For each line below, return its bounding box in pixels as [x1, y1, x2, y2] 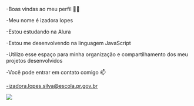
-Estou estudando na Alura [6, 28, 71, 35]
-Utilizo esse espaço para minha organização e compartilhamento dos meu [6, 51, 188, 58]
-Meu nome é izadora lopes [6, 17, 73, 23]
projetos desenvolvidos [6, 57, 63, 64]
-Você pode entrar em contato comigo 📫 [6, 69, 106, 76]
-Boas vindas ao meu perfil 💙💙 [6, 6, 80, 12]
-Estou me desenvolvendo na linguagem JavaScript [6, 40, 131, 46]
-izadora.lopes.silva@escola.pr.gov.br [6, 83, 98, 89]
